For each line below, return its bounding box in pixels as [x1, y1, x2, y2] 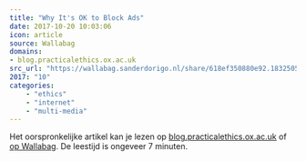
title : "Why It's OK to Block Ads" [9, 13, 145, 23]
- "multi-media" [25, 106, 88, 116]
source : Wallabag [9, 38, 76, 48]
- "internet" [25, 97, 76, 107]
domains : [9, 47, 43, 56]
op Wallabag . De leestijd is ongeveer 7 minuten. [9, 141, 189, 152]
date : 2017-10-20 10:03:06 [9, 22, 112, 31]
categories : [9, 81, 55, 90]
